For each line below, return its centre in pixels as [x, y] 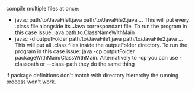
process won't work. [31, 82]
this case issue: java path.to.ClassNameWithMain [75, 32]
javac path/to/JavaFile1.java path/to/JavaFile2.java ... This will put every [102, 20]
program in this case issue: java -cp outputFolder [75, 51]
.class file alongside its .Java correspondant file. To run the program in [101, 26]
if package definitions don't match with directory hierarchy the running [92, 75]
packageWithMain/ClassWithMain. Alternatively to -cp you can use [96, 58]
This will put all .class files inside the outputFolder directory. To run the [101, 45]
